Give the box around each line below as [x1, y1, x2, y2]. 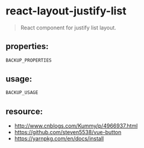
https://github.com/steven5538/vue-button [14, 129, 122, 136]
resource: [5, 106, 43, 116]
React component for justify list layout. [20, 24, 117, 31]
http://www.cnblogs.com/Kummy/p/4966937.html [14, 122, 138, 129]
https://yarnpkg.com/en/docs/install [14, 135, 104, 142]
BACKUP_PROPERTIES [5, 57, 52, 64]
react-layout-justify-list [5, 4, 127, 18]
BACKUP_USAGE [5, 90, 39, 96]
